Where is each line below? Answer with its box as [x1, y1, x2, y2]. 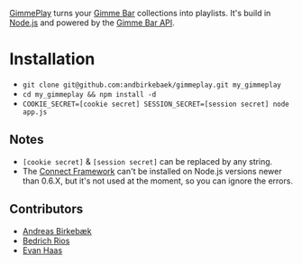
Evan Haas [22, 244, 63, 256]
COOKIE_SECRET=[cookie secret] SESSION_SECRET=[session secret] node [22, 99, 290, 108]
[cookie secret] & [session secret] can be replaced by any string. [22, 156, 273, 166]
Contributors [9, 202, 84, 217]
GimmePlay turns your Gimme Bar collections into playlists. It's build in [9, 8, 271, 18]
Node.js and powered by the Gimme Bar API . [9, 17, 176, 28]
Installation [9, 49, 96, 70]
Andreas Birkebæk [22, 225, 92, 236]
